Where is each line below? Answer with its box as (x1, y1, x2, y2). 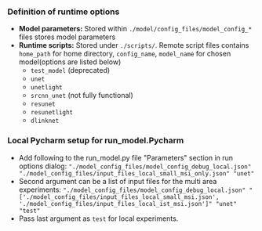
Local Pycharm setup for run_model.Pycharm (7, 135, 184, 146)
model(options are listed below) (18, 57, 122, 67)
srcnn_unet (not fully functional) (30, 91, 134, 100)
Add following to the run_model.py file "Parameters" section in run (18, 153, 233, 162)
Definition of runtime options (7, 6, 120, 17)
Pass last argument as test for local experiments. (18, 214, 179, 223)
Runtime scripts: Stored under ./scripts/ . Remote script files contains (18, 41, 249, 50)
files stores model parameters (18, 32, 116, 42)
